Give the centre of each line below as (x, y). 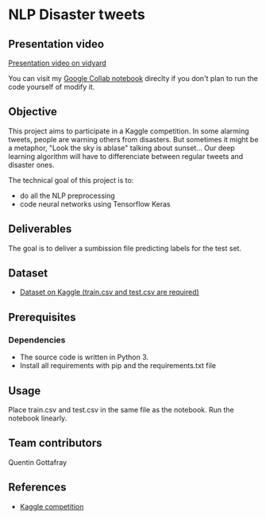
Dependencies (37, 339)
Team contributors (55, 443)
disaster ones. (31, 165)
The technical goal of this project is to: (71, 180)
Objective (33, 112)
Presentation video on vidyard (58, 63)
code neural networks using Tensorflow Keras (95, 203)
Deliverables (40, 229)
